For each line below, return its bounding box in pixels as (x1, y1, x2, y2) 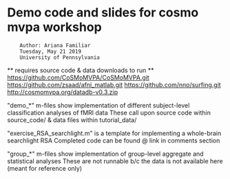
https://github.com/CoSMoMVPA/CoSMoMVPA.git (7, 73, 149, 82)
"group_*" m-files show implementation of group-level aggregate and (7, 150, 205, 158)
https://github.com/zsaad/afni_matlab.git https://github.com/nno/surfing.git (7, 80, 222, 88)
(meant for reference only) (7, 164, 83, 172)
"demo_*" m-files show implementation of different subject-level (7, 101, 190, 109)
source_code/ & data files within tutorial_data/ (7, 115, 137, 124)
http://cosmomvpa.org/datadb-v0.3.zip (7, 88, 118, 96)
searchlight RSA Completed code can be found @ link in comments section (7, 136, 220, 145)
